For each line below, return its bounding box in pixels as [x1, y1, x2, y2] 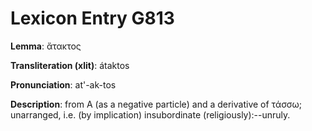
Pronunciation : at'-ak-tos [10, 78, 117, 91]
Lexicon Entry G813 [10, 7, 175, 30]
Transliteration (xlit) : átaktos [10, 59, 130, 71]
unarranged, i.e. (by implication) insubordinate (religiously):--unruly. [10, 108, 291, 121]
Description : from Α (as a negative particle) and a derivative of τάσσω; [10, 98, 302, 110]
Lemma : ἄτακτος [10, 40, 82, 52]
